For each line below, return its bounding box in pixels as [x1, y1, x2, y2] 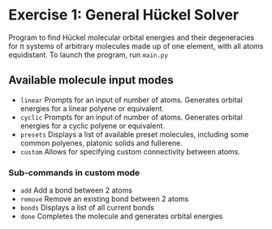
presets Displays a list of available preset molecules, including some [19, 129, 249, 139]
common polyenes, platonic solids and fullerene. [19, 138, 183, 148]
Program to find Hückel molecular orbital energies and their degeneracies [8, 32, 254, 42]
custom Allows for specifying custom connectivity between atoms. [19, 146, 241, 156]
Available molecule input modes [8, 73, 174, 87]
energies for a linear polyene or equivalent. [19, 103, 165, 113]
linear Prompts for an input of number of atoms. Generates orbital [19, 95, 244, 105]
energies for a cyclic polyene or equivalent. [19, 120, 165, 131]
